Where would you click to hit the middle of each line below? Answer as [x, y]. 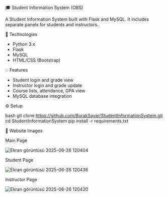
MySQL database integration [42, 96]
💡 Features [17, 70]
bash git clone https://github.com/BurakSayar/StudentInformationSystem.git [84, 116]
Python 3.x [24, 44]
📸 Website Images [24, 131]
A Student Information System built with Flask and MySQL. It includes [77, 19]
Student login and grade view [43, 80]
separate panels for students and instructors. [52, 24]
